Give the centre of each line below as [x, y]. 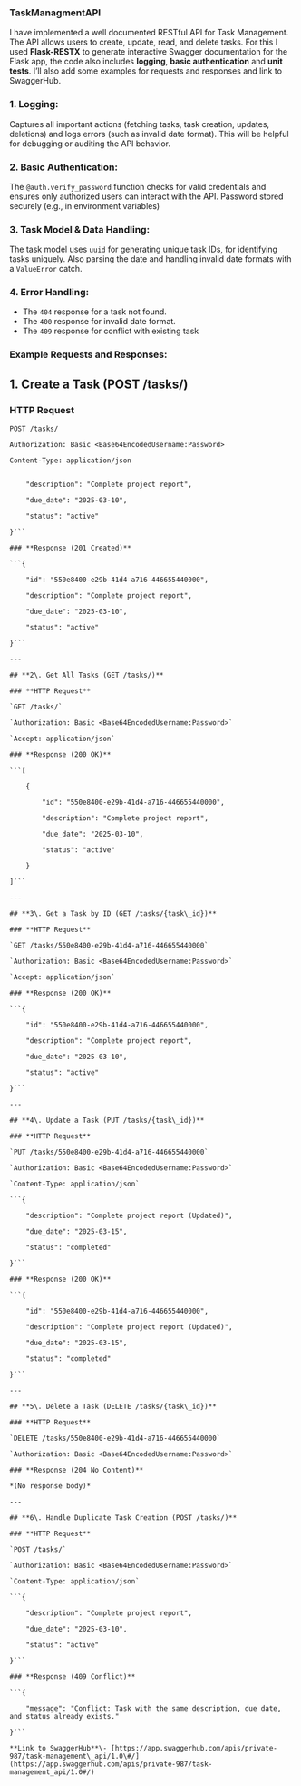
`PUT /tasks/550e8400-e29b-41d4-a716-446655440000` [109, 1152]
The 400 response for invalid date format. [99, 322]
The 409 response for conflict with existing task [111, 331]
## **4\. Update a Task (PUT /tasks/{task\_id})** [107, 1121]
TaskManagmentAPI [55, 13]
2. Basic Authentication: [63, 167]
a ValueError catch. [46, 269]
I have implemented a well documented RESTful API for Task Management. [149, 33]
